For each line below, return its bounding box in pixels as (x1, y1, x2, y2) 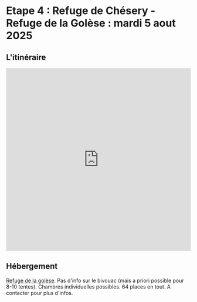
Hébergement (6, 262, 58, 272)
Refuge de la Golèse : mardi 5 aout (6, 16, 176, 30)
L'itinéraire (6, 52, 46, 62)
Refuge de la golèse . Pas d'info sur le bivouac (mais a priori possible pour (6, 277, 185, 284)
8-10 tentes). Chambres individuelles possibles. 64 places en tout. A (6, 283, 171, 290)
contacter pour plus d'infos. (6, 289, 73, 296)
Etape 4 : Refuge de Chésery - (6, 4, 156, 18)
